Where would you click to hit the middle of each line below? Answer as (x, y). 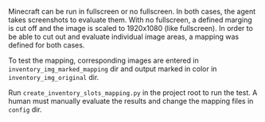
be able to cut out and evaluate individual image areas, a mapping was (124, 36)
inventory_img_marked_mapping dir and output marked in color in (113, 69)
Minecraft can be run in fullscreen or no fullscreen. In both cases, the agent (132, 11)
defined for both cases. (47, 45)
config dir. (25, 109)
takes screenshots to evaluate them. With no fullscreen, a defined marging (130, 20)
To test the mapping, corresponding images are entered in (103, 60)
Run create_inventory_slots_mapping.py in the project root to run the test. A (133, 93)
